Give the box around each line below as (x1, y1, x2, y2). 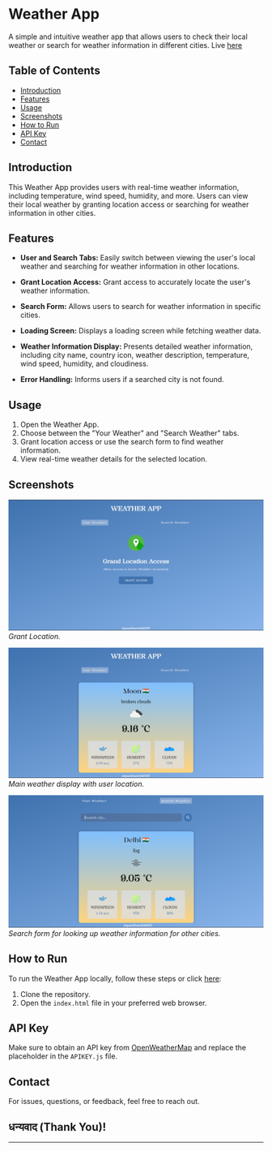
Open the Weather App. (19, 419, 100, 430)
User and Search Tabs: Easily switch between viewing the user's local (19, 253, 256, 263)
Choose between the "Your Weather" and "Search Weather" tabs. (19, 428, 240, 438)
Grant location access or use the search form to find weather (19, 437, 224, 447)
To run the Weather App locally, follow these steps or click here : (8, 973, 222, 983)
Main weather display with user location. (8, 779, 145, 788)
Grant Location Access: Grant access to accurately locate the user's (19, 277, 251, 287)
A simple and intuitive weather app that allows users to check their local (8, 32, 249, 41)
